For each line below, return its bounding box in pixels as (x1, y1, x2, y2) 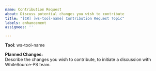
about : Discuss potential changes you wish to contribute (5, 12, 125, 16)
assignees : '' (5, 25, 34, 30)
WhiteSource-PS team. (5, 62, 51, 68)
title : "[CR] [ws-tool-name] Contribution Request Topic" (5, 16, 125, 21)
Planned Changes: (5, 51, 43, 58)
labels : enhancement (5, 20, 47, 25)
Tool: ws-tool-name (5, 42, 45, 48)
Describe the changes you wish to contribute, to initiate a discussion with (5, 57, 151, 62)
